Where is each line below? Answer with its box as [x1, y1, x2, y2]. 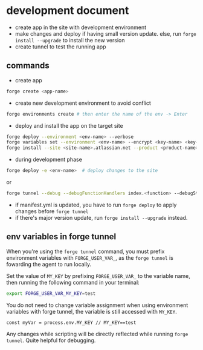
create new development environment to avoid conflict [14, 99, 151, 107]
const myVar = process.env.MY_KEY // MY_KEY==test [6, 319, 137, 326]
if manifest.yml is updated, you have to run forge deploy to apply [14, 201, 177, 208]
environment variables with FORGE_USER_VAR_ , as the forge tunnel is [6, 254, 173, 261]
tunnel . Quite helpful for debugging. [6, 337, 96, 344]
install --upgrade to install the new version [14, 36, 125, 44]
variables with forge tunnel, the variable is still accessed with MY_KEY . [6, 308, 177, 315]
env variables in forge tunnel [6, 231, 117, 242]
